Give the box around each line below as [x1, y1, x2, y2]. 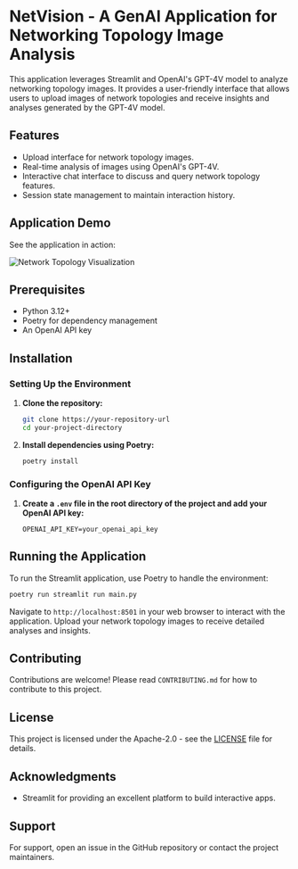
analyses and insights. [9, 625, 92, 635]
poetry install [21, 457, 79, 466]
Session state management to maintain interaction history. [21, 189, 236, 200]
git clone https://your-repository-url [21, 415, 171, 425]
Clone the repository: [21, 398, 103, 409]
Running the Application [9, 549, 147, 564]
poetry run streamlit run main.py [9, 590, 138, 599]
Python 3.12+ [21, 306, 70, 317]
